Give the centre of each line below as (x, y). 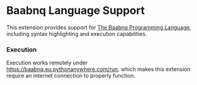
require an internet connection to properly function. (71, 76)
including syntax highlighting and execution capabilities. (77, 33)
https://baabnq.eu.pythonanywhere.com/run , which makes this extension (99, 69)
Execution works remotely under (47, 63)
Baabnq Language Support (76, 11)
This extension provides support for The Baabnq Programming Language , (99, 27)
